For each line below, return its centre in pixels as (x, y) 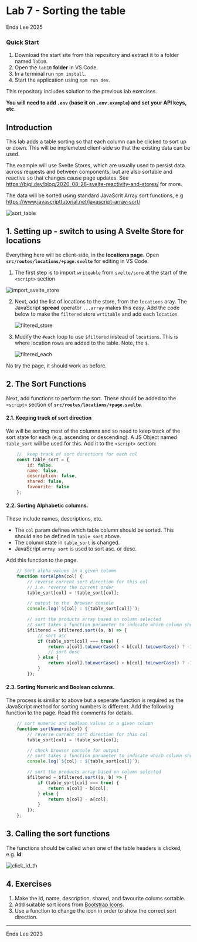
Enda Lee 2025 (24, 27)
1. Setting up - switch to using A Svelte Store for (95, 232)
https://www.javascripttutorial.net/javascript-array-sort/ (73, 202)
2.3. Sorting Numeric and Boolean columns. (60, 687)
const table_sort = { (43, 460)
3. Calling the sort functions (58, 834)
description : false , (52, 476)
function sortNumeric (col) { (52, 729)
